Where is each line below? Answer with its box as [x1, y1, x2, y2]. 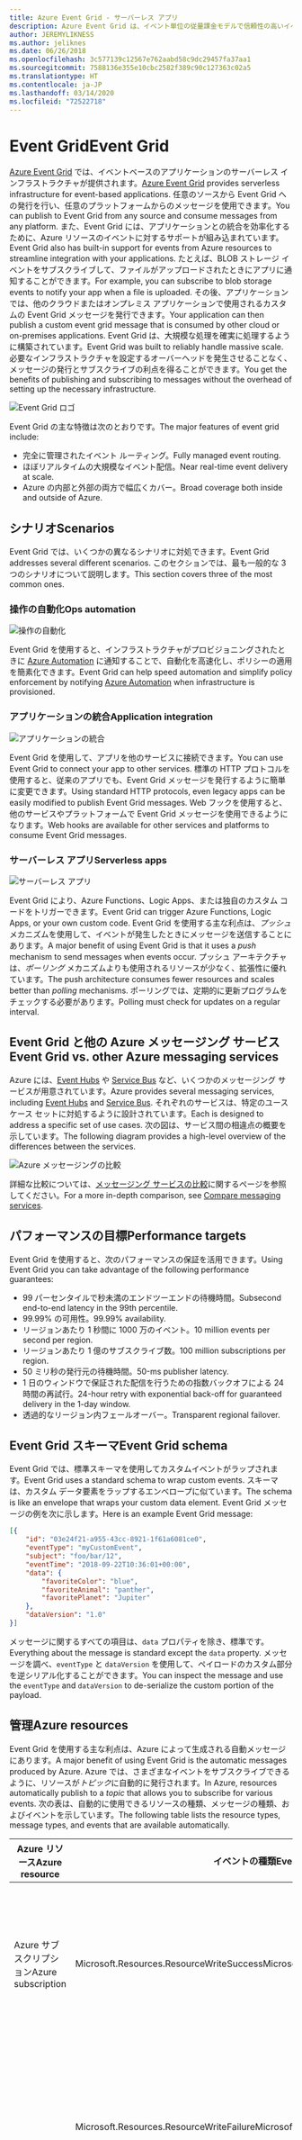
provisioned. [9, 686, 56, 698]
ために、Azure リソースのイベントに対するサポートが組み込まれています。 [9, 232, 284, 243]
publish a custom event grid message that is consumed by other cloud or [9, 320, 280, 330]
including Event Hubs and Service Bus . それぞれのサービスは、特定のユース [9, 1097, 289, 1107]
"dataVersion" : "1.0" [25, 1611, 106, 1620]
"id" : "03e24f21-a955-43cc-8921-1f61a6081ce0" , [25, 1535, 207, 1544]
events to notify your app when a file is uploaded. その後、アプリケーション [9, 287, 289, 298]
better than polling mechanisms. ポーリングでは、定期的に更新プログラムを [9, 985, 288, 996]
